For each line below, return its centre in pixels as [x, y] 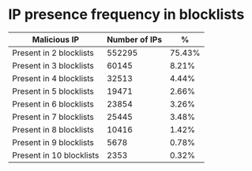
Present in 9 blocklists [53, 142]
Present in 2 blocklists [53, 53]
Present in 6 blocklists [53, 104]
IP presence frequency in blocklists [126, 15]
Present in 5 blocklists [53, 91]
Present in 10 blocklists [56, 155]
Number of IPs [134, 39]
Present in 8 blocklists [53, 129]
